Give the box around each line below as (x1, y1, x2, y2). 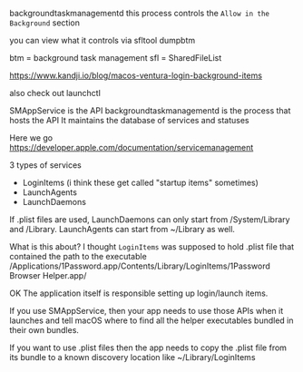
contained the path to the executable (9, 251, 147, 261)
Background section (9, 17, 80, 28)
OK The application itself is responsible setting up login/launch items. (9, 288, 269, 299)
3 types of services (9, 160, 82, 171)
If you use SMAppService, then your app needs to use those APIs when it (9, 306, 284, 316)
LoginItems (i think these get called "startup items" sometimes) (22, 177, 259, 188)
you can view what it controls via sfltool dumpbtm (9, 35, 196, 45)
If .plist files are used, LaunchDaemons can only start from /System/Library (9, 214, 290, 225)
